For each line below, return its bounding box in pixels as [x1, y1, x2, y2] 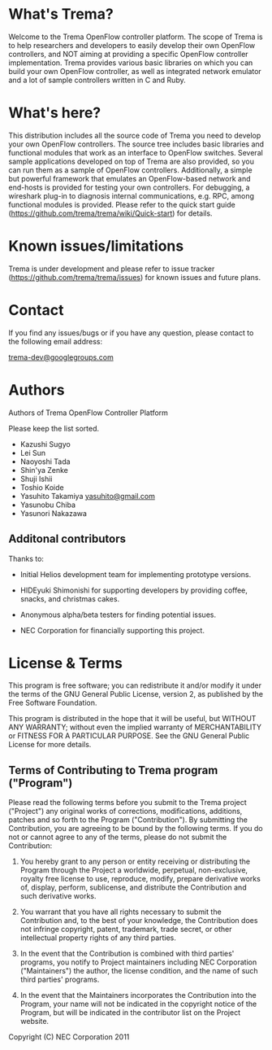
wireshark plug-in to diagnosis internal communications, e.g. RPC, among [8, 190, 254, 200]
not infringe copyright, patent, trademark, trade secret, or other [19, 925, 233, 934]
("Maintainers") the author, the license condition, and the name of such [19, 966, 258, 976]
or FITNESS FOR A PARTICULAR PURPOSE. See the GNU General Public [8, 731, 250, 741]
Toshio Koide [19, 482, 64, 492]
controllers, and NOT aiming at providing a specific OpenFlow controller [8, 49, 249, 59]
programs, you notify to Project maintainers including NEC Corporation [19, 957, 257, 967]
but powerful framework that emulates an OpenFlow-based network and [8, 173, 251, 183]
